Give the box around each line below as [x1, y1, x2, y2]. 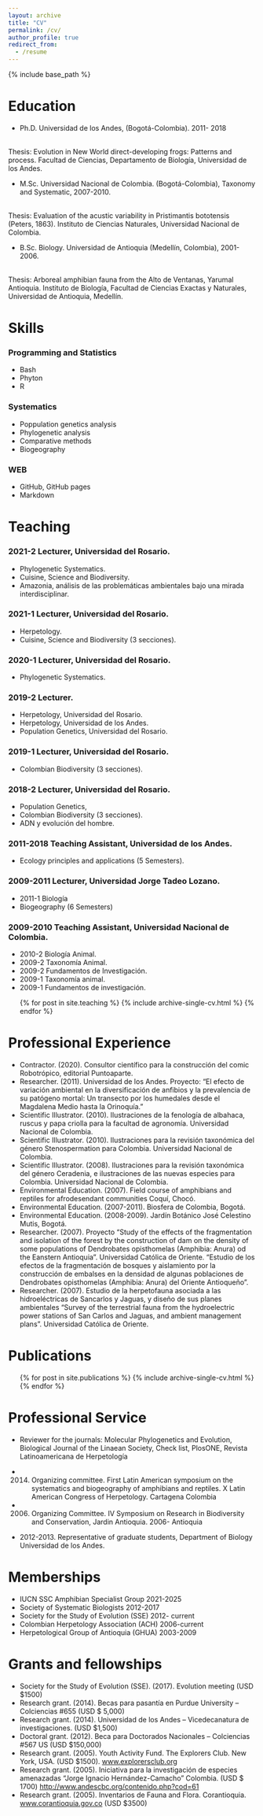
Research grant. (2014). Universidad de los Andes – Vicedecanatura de [19, 1714, 250, 1724]
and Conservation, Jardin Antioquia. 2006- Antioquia [31, 1517, 203, 1526]
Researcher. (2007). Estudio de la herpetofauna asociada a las [19, 1285, 221, 1295]
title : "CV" [8, 19, 47, 27]
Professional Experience [8, 1034, 171, 1052]
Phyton [19, 373, 43, 383]
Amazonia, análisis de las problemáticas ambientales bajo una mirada [19, 580, 245, 590]
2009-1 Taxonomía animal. [19, 974, 106, 984]
